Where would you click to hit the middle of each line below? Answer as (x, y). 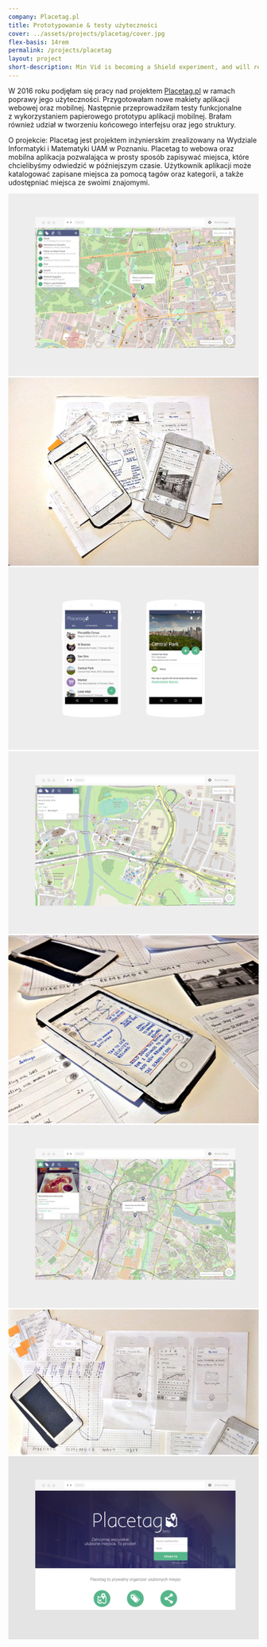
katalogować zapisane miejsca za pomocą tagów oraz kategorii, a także (126, 174)
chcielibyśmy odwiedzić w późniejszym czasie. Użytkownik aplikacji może (130, 165)
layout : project (35, 59)
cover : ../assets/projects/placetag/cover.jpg (87, 33)
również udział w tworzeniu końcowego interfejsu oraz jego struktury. (122, 124)
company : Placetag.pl (44, 17)
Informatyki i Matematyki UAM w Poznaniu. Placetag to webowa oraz (121, 148)
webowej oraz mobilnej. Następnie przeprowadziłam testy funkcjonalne (125, 107)
